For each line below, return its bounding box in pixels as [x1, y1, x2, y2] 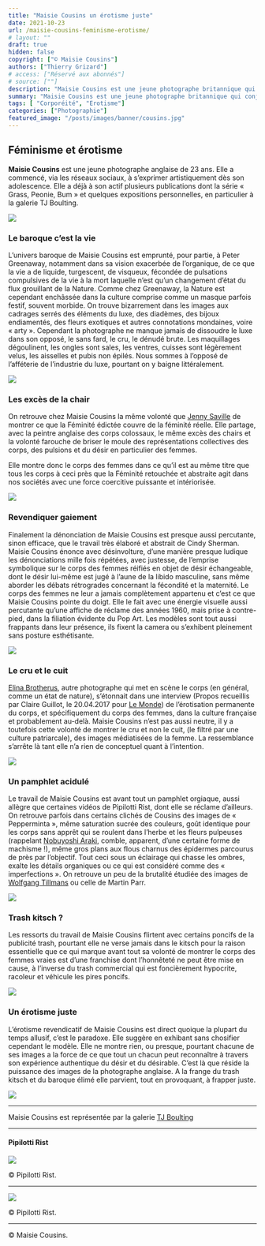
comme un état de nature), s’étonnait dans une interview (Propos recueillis [8, 691, 250, 701]
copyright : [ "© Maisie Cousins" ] [8, 56, 118, 64]
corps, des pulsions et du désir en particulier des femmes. [8, 445, 198, 455]
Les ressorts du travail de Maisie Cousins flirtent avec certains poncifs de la [8, 930, 255, 940]
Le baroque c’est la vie [8, 232, 96, 243]
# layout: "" [8, 33, 51, 42]
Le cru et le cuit [8, 664, 69, 675]
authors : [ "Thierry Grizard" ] [8, 63, 108, 71]
